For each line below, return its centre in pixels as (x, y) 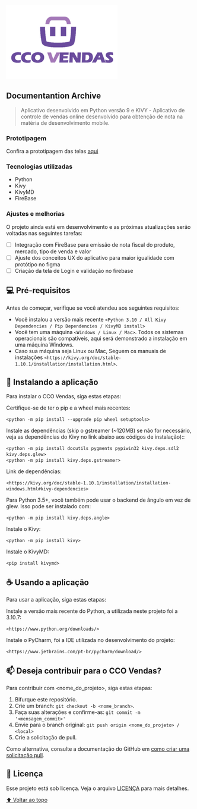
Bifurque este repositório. (46, 699)
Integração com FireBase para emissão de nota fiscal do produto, (95, 244)
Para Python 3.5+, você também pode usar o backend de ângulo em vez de (99, 500)
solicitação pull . (25, 755)
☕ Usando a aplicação (47, 582)
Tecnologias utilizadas (39, 166)
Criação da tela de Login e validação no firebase (74, 270)
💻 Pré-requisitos (38, 290)
